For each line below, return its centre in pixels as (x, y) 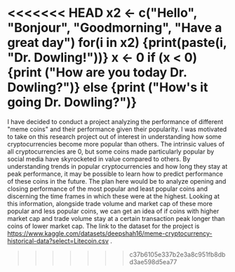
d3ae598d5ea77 (153, 261)
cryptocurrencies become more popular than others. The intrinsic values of (116, 144)
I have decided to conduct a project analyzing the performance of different (115, 121)
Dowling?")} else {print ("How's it (108, 87)
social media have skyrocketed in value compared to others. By (99, 158)
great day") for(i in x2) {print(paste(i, (117, 43)
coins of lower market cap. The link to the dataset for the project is (103, 226)
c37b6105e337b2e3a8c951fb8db (177, 254)
